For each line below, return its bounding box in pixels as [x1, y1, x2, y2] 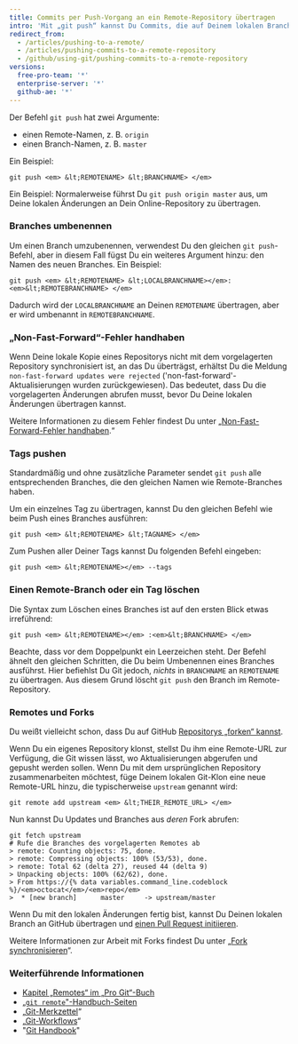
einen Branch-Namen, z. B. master [21, 139, 148, 149]
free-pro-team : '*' [17, 71, 90, 80]
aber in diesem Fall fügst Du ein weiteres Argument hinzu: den [36, 250, 264, 260]
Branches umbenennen [9, 219, 113, 232]
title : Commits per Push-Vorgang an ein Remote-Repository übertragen [9, 12, 276, 22]
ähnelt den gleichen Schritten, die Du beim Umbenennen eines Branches [9, 655, 275, 666]
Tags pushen [9, 448, 67, 460]
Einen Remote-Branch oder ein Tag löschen [9, 584, 200, 596]
